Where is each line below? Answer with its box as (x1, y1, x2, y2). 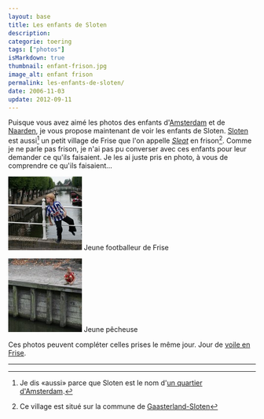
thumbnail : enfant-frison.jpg (8, 63, 108, 71)
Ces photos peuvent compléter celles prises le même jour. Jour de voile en (8, 340, 251, 349)
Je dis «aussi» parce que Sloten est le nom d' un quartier (19, 378, 203, 388)
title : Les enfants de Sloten (8, 20, 108, 29)
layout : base (8, 13, 51, 20)
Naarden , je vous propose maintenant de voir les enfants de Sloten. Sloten (8, 126, 249, 136)
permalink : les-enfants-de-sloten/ (8, 78, 125, 86)
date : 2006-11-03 (8, 87, 65, 95)
